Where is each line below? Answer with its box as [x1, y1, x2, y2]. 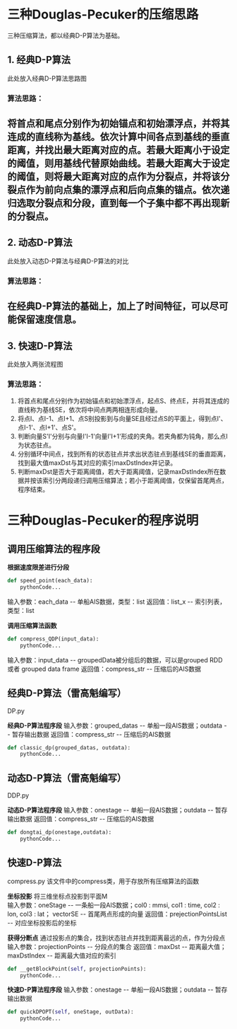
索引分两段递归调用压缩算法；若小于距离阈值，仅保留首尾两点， [42, 476, 228, 485]
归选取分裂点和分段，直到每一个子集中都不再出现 [7, 197, 221, 209]
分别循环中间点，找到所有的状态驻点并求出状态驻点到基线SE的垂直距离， [17, 450, 230, 459]
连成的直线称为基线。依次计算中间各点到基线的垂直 [7, 131, 230, 143]
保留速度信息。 [16, 314, 82, 326]
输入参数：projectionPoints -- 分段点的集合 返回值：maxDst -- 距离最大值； [7, 942, 227, 950]
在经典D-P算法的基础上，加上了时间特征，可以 [7, 300, 210, 312]
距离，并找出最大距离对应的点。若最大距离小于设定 [7, 144, 230, 156]
